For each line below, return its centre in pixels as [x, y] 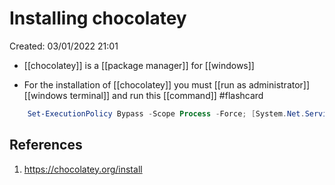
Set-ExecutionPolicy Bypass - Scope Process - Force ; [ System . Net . [166, 113]
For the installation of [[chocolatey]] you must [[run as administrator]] [167, 84]
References [46, 145]
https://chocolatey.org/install [83, 169]
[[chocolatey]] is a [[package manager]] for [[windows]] [139, 65]
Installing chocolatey [98, 18]
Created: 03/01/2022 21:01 [64, 46]
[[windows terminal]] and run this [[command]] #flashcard [143, 95]
